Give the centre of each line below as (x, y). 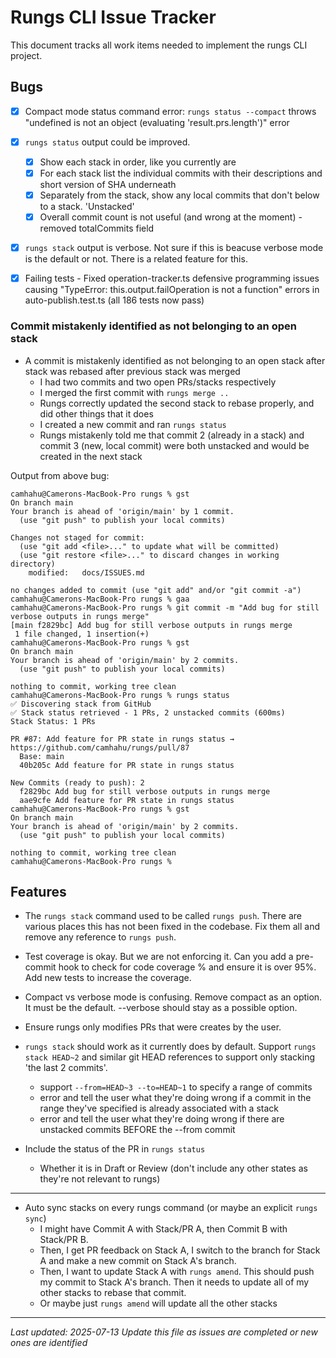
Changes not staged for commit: (77, 537)
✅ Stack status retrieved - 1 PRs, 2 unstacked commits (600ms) (148, 712)
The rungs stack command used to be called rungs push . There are (163, 916)
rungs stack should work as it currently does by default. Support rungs (170, 1047)
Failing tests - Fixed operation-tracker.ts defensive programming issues (172, 278)
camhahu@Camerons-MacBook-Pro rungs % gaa (100, 599)
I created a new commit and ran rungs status (133, 424)
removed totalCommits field (97, 228)
